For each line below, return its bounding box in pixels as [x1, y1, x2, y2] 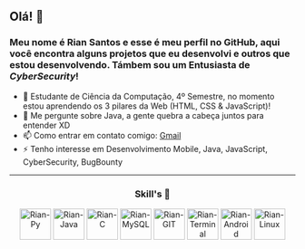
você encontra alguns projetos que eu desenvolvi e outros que [9, 47, 290, 60]
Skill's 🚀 [134, 187, 171, 200]
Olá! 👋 [9, 9, 44, 24]
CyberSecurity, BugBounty [22, 156, 123, 168]
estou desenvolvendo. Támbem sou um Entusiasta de [9, 59, 251, 72]
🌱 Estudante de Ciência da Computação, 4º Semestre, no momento [22, 91, 275, 101]
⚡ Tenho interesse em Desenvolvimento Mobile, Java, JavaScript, [22, 143, 268, 154]
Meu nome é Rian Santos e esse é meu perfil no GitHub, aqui [9, 36, 280, 49]
